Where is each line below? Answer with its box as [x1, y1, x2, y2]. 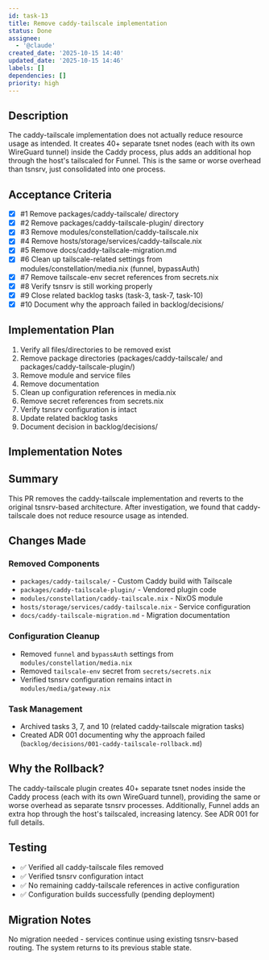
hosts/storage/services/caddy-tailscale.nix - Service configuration [19, 602, 251, 612]
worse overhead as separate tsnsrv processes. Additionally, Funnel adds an [8, 800, 260, 810]
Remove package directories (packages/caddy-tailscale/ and [19, 353, 223, 363]
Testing [8, 841, 48, 855]
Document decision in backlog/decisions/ [19, 422, 159, 431]
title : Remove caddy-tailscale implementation [8, 19, 168, 27]
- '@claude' [15, 42, 56, 50]
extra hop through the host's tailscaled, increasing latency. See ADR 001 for [8, 809, 259, 818]
